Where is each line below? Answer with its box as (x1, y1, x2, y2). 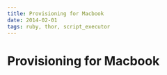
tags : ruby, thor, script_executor (7, 23, 111, 30)
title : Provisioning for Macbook (7, 10, 104, 17)
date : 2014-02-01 (7, 17, 58, 24)
